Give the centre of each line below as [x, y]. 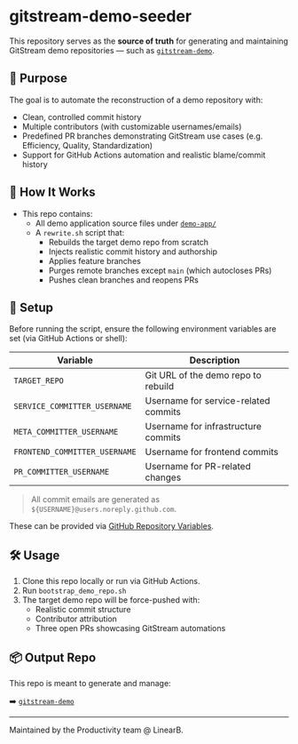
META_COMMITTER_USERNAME [66, 432]
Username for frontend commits [212, 452]
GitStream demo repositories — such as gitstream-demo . [112, 50]
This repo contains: [57, 213]
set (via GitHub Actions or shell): [68, 339]
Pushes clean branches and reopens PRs [124, 280]
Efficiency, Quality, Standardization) [87, 145]
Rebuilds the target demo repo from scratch [129, 242]
